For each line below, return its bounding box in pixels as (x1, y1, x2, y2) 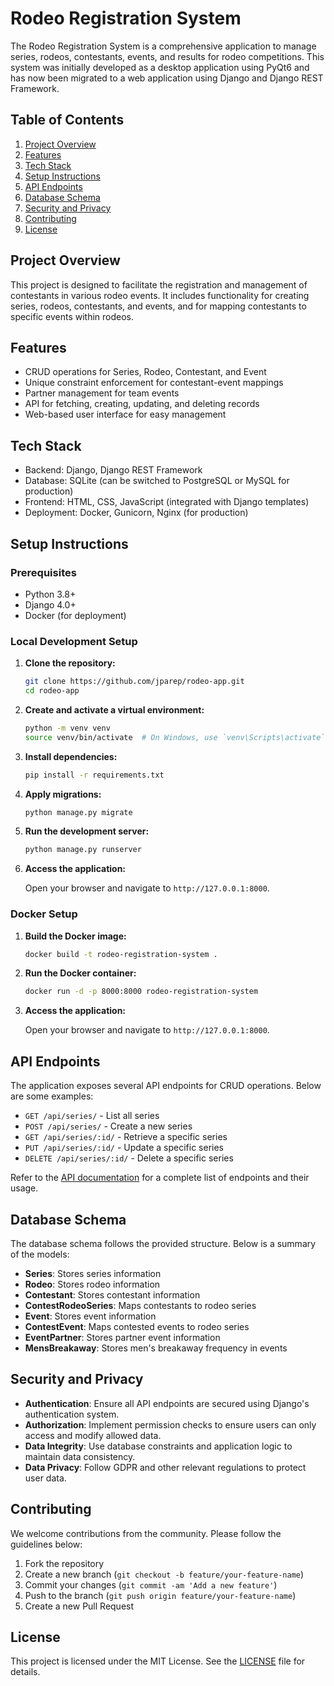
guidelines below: (10, 1538, 83, 1550)
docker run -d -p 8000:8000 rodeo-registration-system (24, 987, 259, 997)
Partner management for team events (24, 387, 180, 399)
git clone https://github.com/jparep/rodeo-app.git (24, 677, 245, 687)
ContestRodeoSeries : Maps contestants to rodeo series (24, 1299, 257, 1311)
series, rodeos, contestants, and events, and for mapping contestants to (10, 300, 307, 312)
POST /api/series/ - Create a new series (24, 1120, 193, 1132)
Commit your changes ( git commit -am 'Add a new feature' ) (24, 1578, 278, 1591)
